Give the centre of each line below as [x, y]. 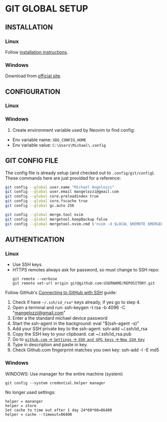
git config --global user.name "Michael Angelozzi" [60, 187]
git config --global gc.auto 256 [40, 206]
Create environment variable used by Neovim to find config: [74, 130]
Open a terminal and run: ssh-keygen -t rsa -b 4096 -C [69, 308]
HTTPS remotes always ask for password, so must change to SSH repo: [86, 270]
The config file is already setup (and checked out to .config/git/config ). [80, 173]
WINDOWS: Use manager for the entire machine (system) [64, 374]
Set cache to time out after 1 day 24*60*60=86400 [59, 410]
